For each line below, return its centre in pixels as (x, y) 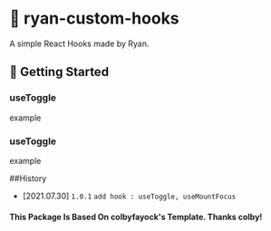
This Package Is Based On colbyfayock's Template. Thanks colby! (136, 217)
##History (28, 178)
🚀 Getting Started (59, 72)
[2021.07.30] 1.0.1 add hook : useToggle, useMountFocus (129, 196)
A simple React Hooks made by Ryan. (79, 43)
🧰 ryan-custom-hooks (94, 19)
